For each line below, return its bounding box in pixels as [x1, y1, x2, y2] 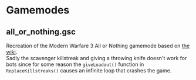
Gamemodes [6, 4, 70, 17]
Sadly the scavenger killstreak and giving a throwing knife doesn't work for [6, 55, 187, 61]
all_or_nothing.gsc [6, 27, 76, 37]
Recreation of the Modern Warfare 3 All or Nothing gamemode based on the [6, 42, 190, 49]
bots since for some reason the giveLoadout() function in [6, 61, 144, 68]
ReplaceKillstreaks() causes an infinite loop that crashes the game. [6, 67, 172, 74]
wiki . [6, 48, 18, 55]
